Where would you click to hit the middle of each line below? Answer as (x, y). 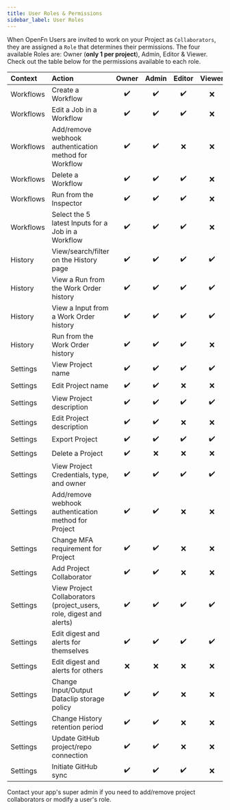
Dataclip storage (78, 699)
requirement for (77, 548)
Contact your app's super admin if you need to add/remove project (101, 792)
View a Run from (78, 279)
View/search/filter (80, 251)
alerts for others (77, 670)
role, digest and (77, 614)
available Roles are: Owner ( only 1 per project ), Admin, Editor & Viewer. (107, 54)
